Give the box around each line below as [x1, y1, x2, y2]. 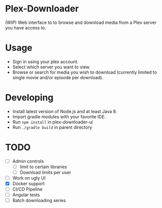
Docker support [12, 181, 45, 187]
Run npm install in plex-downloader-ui [12, 119, 93, 125]
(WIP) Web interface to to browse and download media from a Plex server [5, 19, 157, 25]
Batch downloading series [12, 198, 66, 204]
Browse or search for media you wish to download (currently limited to [12, 69, 157, 75]
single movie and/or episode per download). [12, 74, 104, 80]
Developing [5, 92, 54, 104]
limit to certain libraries [19, 164, 67, 170]
